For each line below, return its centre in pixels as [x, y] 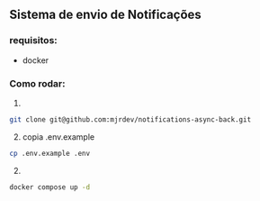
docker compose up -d [50, 187]
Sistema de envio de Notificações [106, 15]
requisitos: [34, 41]
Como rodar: [37, 83]
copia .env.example [58, 137]
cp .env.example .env [50, 153]
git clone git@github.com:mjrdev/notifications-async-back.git [130, 119]
